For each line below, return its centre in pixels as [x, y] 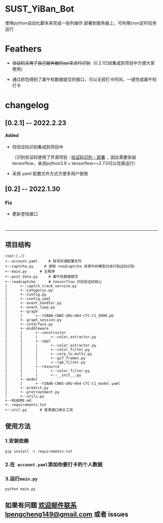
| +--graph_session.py [33, 320]
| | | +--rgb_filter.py [45, 363]
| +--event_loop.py [30, 307]
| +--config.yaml [28, 299]
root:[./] [15, 256]
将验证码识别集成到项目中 [38, 147]
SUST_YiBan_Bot [40, 9]
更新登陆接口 [25, 214]
